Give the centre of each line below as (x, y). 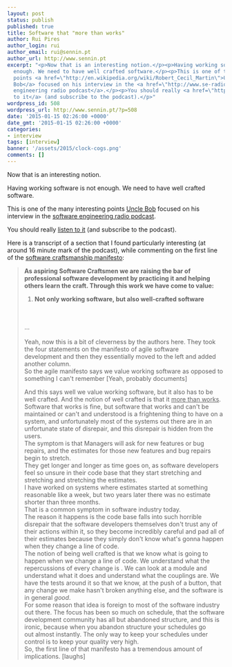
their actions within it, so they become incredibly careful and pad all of (124, 531)
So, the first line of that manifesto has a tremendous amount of (113, 649)
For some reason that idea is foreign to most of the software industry (122, 605)
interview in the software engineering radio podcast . (82, 216)
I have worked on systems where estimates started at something (116, 487)
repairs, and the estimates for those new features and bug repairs (117, 451)
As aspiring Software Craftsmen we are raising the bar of (107, 271)
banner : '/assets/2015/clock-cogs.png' (65, 149)
